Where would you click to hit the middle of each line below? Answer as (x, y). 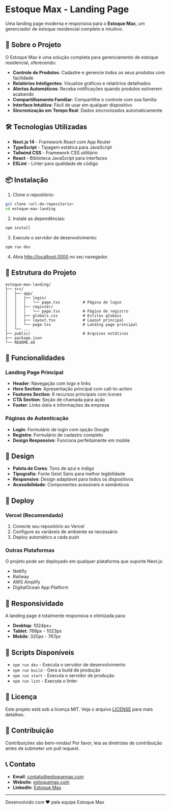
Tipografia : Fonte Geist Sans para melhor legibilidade (69, 474)
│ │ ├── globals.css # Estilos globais (64, 316)
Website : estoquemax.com (41, 782)
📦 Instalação (27, 180)
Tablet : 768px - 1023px (37, 631)
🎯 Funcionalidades (35, 358)
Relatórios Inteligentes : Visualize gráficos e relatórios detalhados (82, 83)
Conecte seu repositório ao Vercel (48, 526)
